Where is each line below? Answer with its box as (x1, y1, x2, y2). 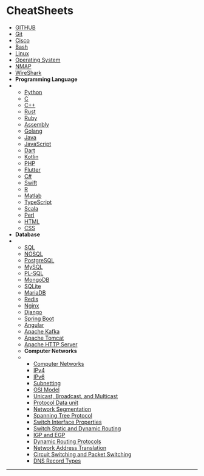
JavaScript (24, 140, 52, 147)
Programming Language (15, 75, 78, 83)
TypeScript (24, 198, 52, 206)
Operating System (15, 56, 61, 63)
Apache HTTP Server (24, 340, 78, 348)
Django (24, 308, 42, 315)
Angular (24, 321, 44, 329)
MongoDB (24, 276, 50, 283)
